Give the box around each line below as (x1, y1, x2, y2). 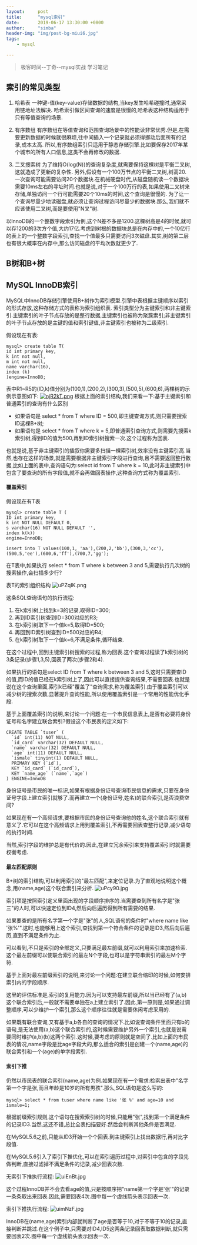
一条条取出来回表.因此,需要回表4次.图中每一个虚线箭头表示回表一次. (6, 1193, 171, 1200)
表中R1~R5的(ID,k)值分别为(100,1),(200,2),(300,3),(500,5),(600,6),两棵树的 (6, 385, 185, 392)
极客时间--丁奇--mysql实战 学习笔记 (20, 63, 108, 71)
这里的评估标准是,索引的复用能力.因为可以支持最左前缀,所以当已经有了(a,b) (6, 991, 187, 998)
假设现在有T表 (6, 498, 41, 505)
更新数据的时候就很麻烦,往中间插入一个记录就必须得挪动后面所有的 (19, 134, 181, 141)
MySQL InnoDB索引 (6, 280, 78, 290)
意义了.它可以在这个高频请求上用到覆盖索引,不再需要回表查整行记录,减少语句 (6, 821, 191, 828)
